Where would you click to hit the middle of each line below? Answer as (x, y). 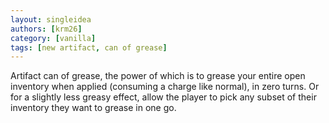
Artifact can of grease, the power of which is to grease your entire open (158, 76)
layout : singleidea (51, 19)
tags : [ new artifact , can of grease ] (89, 47)
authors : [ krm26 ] (46, 29)
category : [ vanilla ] (53, 38)
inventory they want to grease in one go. (93, 108)
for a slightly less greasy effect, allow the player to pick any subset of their (163, 97)
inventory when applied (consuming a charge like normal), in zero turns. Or (165, 87)
